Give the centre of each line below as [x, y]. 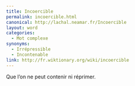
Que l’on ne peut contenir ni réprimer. [51, 77]
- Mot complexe [30, 38]
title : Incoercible [30, 11]
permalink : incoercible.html [41, 17]
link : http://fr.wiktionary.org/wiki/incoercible [68, 60]
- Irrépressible [31, 49]
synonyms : [18, 44]
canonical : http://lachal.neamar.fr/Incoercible [66, 22]
